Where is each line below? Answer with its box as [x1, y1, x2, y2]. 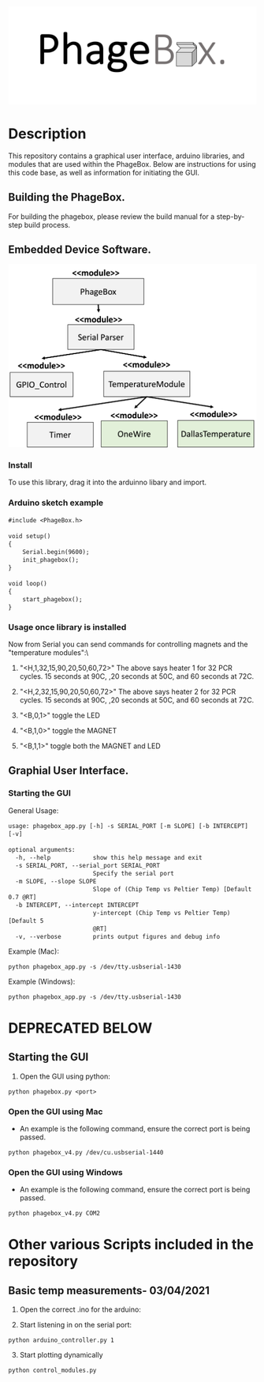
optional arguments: [8, 845, 76, 853]
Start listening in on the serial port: [19, 1320, 132, 1330]
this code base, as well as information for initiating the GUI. [8, 168, 199, 177]
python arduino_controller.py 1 [8, 1336, 114, 1345]
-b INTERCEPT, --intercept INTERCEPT [15, 901, 139, 909]
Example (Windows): [8, 977, 76, 986]
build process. [24, 220, 71, 229]
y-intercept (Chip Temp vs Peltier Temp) [92, 909, 231, 917]
